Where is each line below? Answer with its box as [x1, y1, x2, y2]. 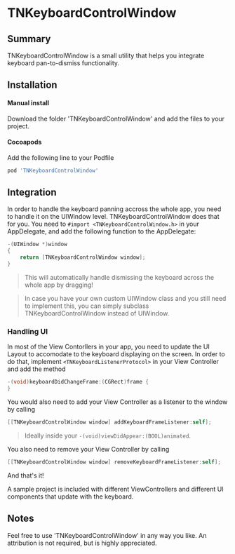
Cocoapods [7, 138, 42, 147]
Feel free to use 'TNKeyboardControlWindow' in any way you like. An [7, 531, 207, 539]
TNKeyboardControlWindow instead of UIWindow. [24, 309, 170, 317]
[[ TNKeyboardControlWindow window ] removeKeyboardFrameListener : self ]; [7, 458, 221, 466]
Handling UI [7, 326, 48, 336]
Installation [7, 79, 58, 91]
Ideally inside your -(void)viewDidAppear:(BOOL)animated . [24, 431, 192, 440]
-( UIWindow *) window [7, 241, 68, 248]
